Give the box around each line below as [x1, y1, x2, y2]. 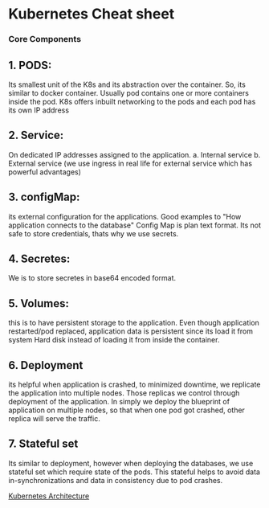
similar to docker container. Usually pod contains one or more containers [8, 88, 249, 97]
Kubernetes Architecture [8, 491, 90, 501]
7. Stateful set [8, 437, 79, 451]
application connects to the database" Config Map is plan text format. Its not [8, 220, 262, 230]
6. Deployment [8, 358, 84, 372]
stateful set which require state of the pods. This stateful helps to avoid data [8, 467, 261, 477]
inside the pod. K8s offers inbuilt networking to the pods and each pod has [8, 96, 256, 106]
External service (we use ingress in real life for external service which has [8, 158, 253, 168]
